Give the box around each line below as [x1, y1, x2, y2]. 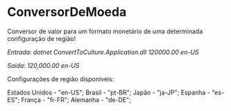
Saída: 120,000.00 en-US [7, 61, 80, 69]
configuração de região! [7, 34, 76, 42]
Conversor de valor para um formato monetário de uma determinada [7, 27, 203, 35]
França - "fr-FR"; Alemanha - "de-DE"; [21, 95, 132, 104]
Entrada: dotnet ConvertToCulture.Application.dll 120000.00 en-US [7, 48, 199, 56]
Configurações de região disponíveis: [7, 74, 114, 83]
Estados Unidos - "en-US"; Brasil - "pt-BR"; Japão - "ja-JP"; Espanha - [7, 88, 210, 96]
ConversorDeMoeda [7, 4, 127, 20]
